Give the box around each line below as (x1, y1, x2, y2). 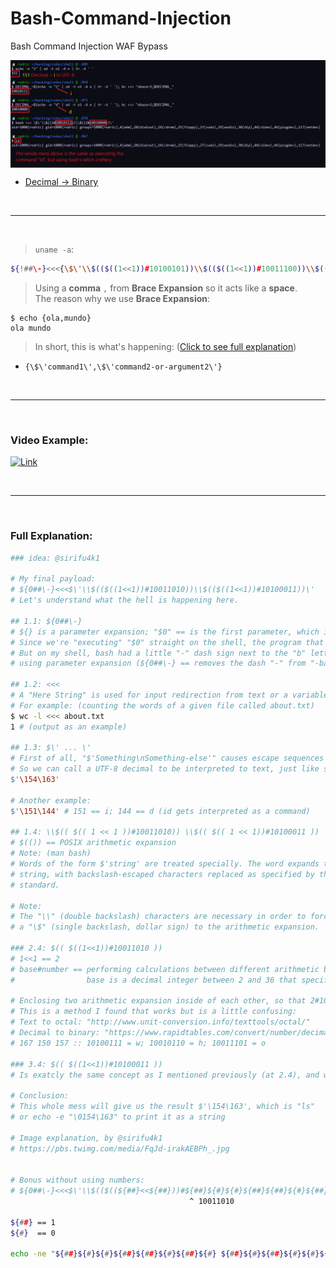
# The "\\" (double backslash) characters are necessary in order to (10, 912, 307, 922)
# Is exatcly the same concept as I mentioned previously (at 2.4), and (10, 1070, 320, 1080)
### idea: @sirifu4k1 (10, 553, 101, 563)
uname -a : (34, 243, 75, 256)
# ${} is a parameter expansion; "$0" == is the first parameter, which (10, 627, 320, 637)
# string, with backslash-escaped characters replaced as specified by (10, 869, 315, 879)
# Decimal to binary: (10, 1028, 101, 1038)
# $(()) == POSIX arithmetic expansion (10, 838, 177, 848)
